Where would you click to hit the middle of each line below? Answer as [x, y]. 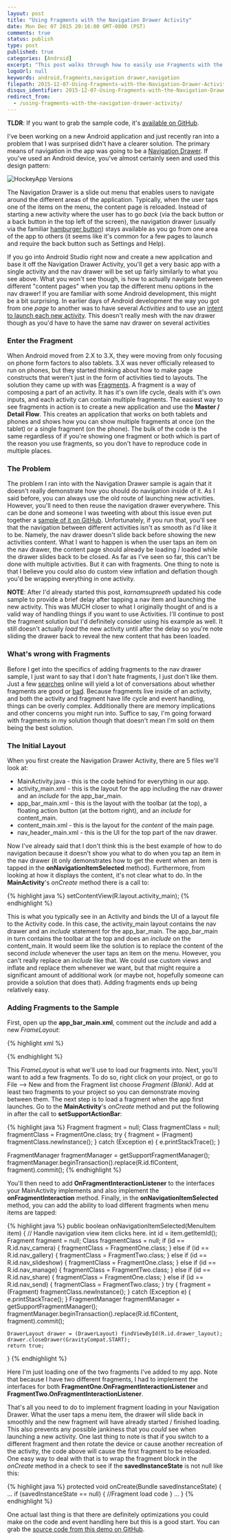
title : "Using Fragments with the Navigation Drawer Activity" [100, 20]
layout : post [26, 13]
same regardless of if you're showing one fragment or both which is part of [113, 436]
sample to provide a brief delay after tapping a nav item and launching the [112, 600]
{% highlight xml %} [35, 1043]
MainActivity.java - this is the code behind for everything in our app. [113, 781]
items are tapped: [32, 1213]
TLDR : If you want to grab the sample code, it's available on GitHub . [103, 123]
